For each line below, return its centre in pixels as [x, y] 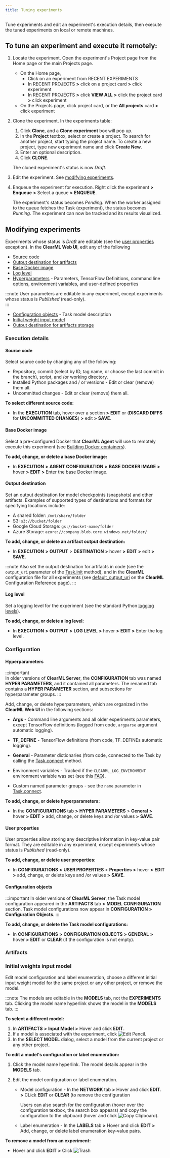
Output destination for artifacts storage [53, 325]
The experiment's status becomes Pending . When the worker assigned [87, 203]
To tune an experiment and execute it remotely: [81, 46]
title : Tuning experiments [34, 10]
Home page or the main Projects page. [53, 64]
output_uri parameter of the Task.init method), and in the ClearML [75, 572]
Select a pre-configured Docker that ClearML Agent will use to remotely [80, 441]
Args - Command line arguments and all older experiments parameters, [87, 719]
